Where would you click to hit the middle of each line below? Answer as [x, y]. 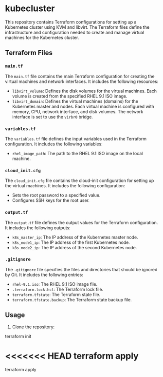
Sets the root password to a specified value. [56, 195]
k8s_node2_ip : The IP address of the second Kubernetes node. [74, 247]
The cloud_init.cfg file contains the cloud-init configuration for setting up [80, 180]
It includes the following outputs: [38, 228]
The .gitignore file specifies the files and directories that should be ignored [81, 269]
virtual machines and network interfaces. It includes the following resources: [82, 81]
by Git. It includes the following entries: [44, 275]
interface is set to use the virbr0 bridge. [53, 117]
